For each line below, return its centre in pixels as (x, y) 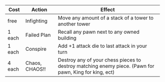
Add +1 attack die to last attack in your (102, 46)
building (67, 38)
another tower (74, 24)
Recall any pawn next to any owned (99, 32)
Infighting (36, 21)
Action (39, 10)
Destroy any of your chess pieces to (99, 60)
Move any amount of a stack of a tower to (106, 18)
